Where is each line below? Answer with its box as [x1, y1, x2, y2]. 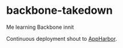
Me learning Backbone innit [6, 23, 74, 31]
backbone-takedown [6, 4, 113, 17]
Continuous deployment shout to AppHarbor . [6, 35, 117, 42]
